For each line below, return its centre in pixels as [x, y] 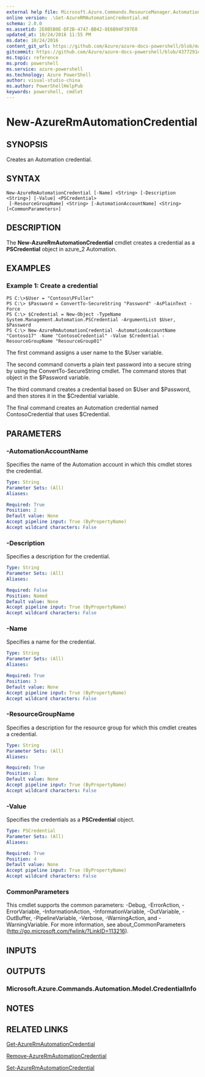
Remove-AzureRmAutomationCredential [56, 1056]
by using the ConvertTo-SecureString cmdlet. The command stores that [96, 371]
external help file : [33, 12]
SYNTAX [23, 179]
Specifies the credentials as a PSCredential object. [70, 820]
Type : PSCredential [31, 831]
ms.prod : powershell [33, 63]
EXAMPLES [28, 268]
